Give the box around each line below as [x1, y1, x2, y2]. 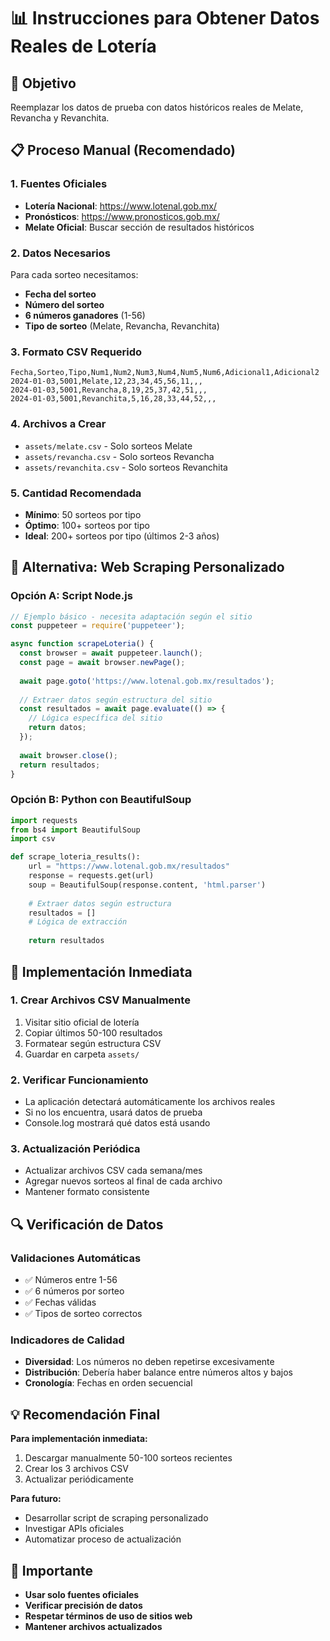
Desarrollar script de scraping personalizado [24, 1512, 209, 1524]
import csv [10, 834, 56, 844]
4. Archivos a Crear [10, 417, 107, 431]
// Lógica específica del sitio [28, 713, 163, 724]
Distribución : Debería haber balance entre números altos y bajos [24, 1366, 294, 1379]
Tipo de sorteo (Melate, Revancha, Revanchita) [24, 320, 220, 332]
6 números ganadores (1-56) [24, 309, 146, 321]
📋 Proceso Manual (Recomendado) [10, 142, 236, 159]
